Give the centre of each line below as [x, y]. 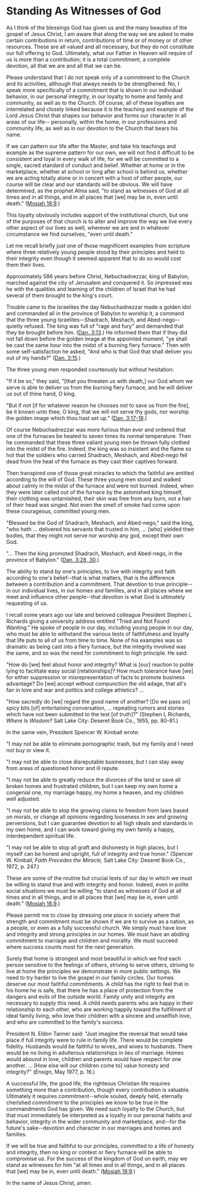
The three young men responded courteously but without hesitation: [90, 369]
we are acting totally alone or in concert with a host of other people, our [95, 178]
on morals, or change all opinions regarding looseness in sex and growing [97, 817]
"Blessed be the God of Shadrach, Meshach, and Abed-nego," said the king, [100, 522]
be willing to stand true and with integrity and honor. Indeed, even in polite [98, 884]
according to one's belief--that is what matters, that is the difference [90, 577]
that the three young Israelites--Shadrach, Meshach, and [76, 320]
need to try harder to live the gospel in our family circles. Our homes [90, 977]
